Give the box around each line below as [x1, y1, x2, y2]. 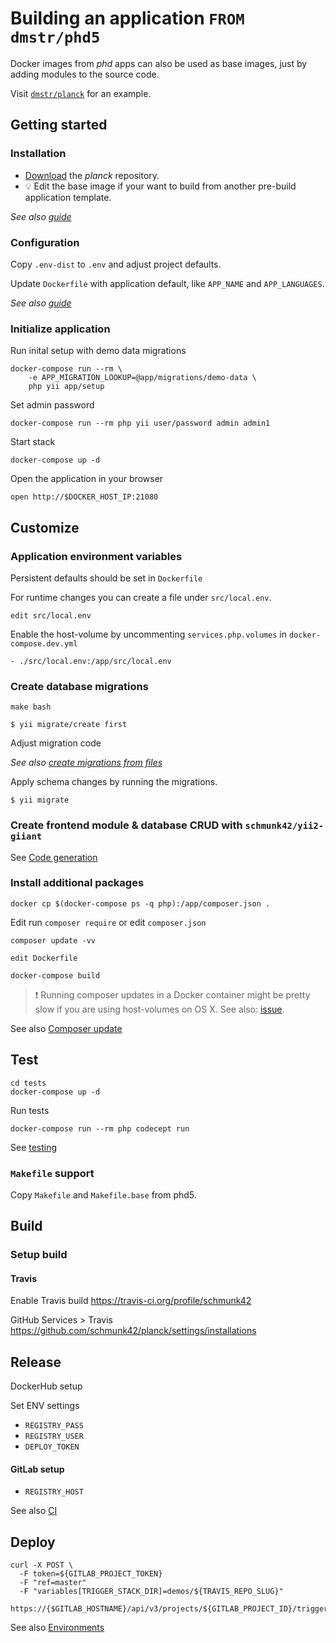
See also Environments [10, 1622, 105, 1634]
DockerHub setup [10, 1380, 83, 1392]
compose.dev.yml [10, 638, 78, 649]
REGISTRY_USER [24, 1432, 84, 1442]
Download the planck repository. [24, 169, 160, 181]
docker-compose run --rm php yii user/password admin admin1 [10, 418, 271, 429]
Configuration [10, 235, 80, 249]
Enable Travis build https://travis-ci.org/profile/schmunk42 [10, 1295, 252, 1307]
